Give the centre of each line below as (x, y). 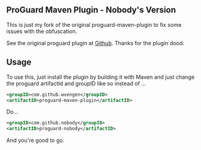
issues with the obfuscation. (42, 31)
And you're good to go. (35, 140)
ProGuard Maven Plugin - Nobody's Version (91, 10)
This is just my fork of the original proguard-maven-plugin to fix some (94, 24)
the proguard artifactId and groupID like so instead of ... (76, 83)
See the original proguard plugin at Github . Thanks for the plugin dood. (95, 43)
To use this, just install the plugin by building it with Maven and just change (100, 77)
